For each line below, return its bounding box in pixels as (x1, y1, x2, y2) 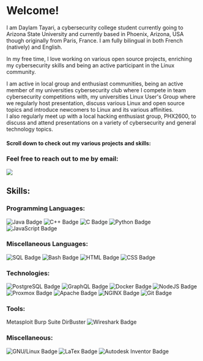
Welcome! (6, 4, 59, 18)
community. (6, 68, 36, 75)
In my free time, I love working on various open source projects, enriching (6, 55, 193, 62)
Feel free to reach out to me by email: (6, 155, 119, 163)
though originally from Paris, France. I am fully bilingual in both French (6, 37, 183, 44)
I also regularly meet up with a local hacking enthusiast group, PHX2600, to (6, 112, 197, 120)
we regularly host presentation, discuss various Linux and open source (6, 99, 185, 107)
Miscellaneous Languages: (6, 239, 89, 248)
